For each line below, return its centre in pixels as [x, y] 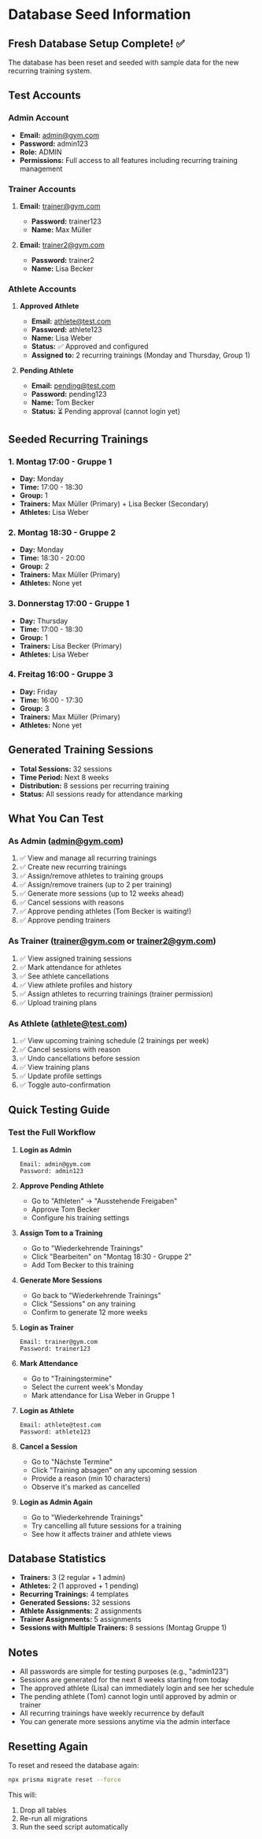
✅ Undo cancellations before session [79, 1058]
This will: [22, 1795]
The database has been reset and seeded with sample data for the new [124, 62]
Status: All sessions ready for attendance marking [101, 794]
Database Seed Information [100, 15]
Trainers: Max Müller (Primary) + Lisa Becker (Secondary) [114, 503]
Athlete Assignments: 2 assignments [81, 1611]
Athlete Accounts [42, 289]
